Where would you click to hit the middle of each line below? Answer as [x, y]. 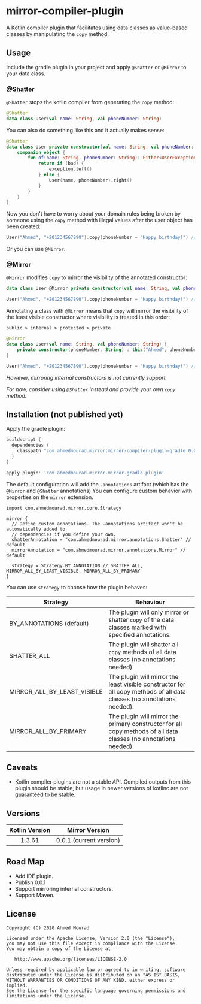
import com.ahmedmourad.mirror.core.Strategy [64, 508]
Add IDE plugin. [34, 876]
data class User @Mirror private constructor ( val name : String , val [93, 289]
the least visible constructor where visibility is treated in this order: [88, 317]
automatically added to [36, 529]
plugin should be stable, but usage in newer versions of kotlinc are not [101, 788]
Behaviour [150, 602]
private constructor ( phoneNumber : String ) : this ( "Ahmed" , [92, 350]
